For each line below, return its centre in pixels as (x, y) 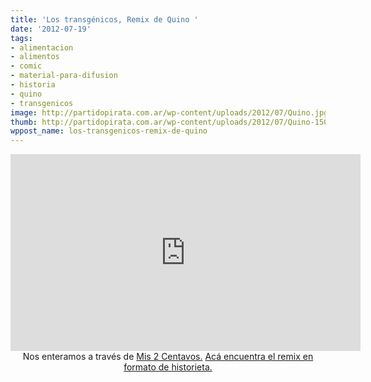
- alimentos (35, 57)
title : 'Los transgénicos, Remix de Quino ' (104, 19)
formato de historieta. (168, 367)
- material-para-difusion (64, 76)
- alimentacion (42, 47)
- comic (26, 66)
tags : (21, 38)
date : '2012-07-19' (51, 29)
